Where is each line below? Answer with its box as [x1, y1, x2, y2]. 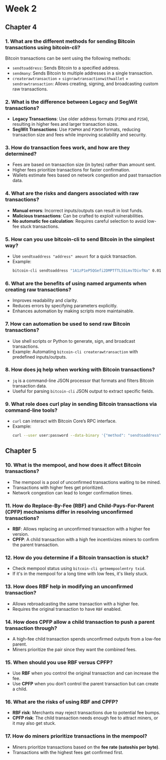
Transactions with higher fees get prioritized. [12, 484, 104, 490]
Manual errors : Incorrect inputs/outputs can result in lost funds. [12, 207, 143, 213]
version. [12, 531, 29, 537]
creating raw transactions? [5, 286, 72, 293]
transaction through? [5, 625, 57, 632]
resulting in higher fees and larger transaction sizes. [12, 121, 119, 127]
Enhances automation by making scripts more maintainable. [12, 308, 135, 314]
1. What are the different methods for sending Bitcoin [5, 38, 135, 45]
